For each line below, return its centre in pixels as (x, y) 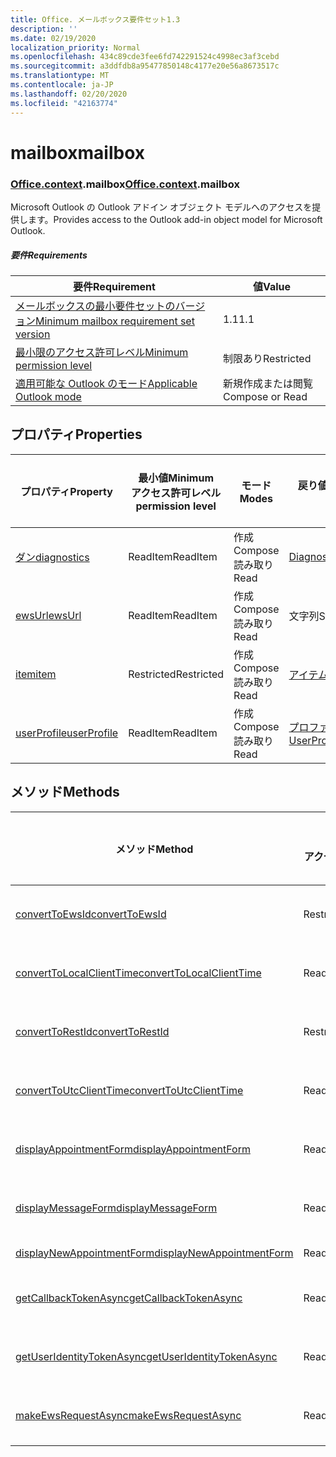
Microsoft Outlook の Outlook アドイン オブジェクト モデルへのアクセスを (161, 207)
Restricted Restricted (176, 674)
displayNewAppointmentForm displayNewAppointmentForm (154, 1253)
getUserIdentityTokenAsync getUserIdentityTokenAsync (146, 1356)
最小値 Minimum (176, 478)
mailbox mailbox (77, 152)
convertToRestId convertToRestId (92, 1031)
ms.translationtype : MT (60, 76)
